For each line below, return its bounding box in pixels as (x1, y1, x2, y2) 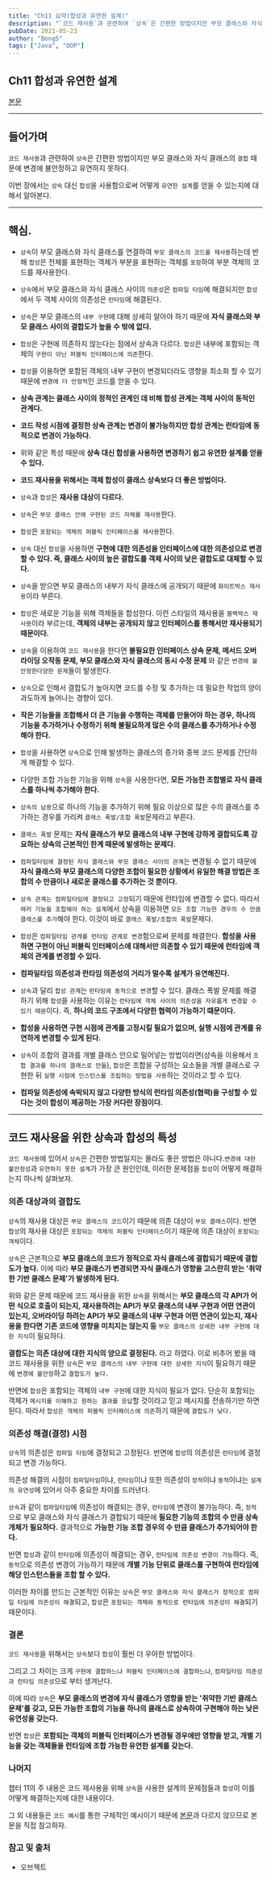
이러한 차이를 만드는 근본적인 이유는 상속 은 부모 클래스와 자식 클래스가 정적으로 (8, 1587, 245, 1597)
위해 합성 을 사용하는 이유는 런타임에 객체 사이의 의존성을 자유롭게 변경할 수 (35, 995, 257, 1005)
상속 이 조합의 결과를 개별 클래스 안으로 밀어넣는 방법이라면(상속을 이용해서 (19, 1050, 252, 1060)
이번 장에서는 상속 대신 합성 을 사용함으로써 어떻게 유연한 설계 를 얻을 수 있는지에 (8, 180, 251, 190)
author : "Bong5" (8, 34, 63, 43)
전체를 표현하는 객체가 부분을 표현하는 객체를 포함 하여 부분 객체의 (48, 257, 252, 266)
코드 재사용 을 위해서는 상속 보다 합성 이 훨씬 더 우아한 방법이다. (8, 1649, 195, 1659)
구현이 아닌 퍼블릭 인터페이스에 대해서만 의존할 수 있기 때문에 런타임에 (35, 941, 252, 951)
